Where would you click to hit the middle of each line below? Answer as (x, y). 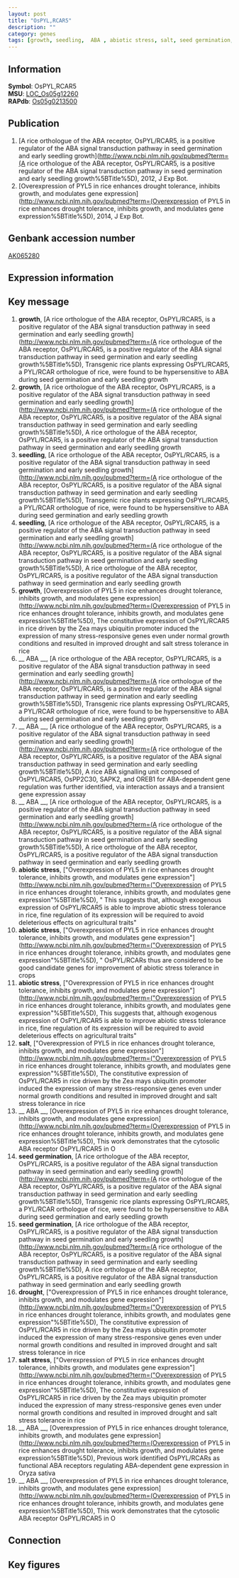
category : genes (32, 34)
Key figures (34, 1565)
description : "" (32, 27)
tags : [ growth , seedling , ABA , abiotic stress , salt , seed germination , (121, 40)
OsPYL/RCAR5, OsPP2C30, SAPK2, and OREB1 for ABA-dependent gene (124, 779)
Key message (39, 302)
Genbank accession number (72, 239)
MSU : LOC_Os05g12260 (43, 94)
